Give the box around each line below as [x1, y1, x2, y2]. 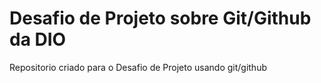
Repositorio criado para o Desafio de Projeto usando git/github [9, 61, 268, 73]
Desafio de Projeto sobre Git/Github [9, 7, 312, 30]
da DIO [9, 28, 67, 51]
